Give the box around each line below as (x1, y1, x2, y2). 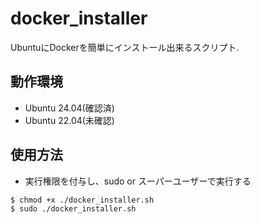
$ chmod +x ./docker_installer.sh (10, 195, 155, 205)
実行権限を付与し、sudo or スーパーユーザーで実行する (24, 175, 252, 187)
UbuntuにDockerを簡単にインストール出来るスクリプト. (10, 41, 240, 53)
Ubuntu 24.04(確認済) (24, 102, 115, 114)
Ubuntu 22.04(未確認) (24, 114, 115, 126)
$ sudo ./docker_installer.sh (10, 204, 137, 214)
